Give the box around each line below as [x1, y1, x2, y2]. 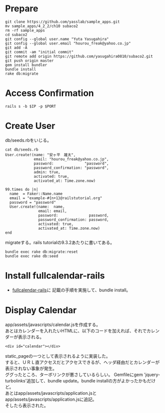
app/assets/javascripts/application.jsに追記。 [5, 396, 97, 402]
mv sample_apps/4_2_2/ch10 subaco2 [5, 23, 78, 29]
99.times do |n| [5, 187, 38, 192]
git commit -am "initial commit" [5, 49, 74, 54]
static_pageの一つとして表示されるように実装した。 [5, 353, 111, 359]
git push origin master [5, 58, 54, 63]
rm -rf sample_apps [5, 28, 45, 33]
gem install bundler [5, 62, 48, 67]
